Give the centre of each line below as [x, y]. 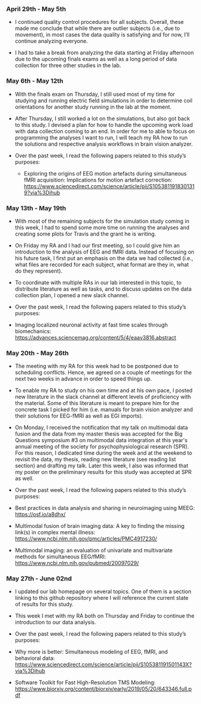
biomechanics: [33, 331]
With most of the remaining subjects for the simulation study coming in [102, 221]
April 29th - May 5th [36, 9]
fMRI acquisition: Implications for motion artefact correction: [98, 180]
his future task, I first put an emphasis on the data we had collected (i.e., [104, 258]
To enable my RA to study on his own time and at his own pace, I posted [103, 391]
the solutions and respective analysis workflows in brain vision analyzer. [104, 144]
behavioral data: [35, 658]
